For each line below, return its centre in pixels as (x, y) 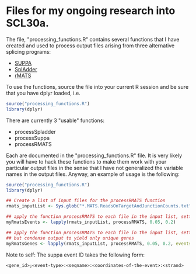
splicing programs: (29, 51)
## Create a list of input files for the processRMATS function (86, 201)
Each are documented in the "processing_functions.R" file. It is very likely (94, 155)
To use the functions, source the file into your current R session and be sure (97, 86)
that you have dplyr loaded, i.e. (43, 93)
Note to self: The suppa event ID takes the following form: (75, 255)
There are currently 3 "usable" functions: (55, 120)
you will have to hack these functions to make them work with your (86, 161)
